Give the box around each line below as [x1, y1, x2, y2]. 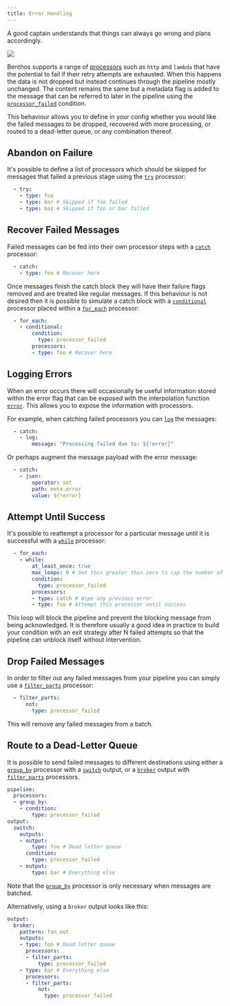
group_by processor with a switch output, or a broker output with [7, 765, 190, 773]
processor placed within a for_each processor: [7, 304, 140, 312]
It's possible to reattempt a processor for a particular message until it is [7, 530, 210, 538]
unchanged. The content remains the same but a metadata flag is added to [7, 84, 219, 93]
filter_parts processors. [7, 773, 80, 781]
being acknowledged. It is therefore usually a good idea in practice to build [7, 621, 220, 629]
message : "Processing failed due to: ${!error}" [32, 441, 174, 448]
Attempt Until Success [7, 511, 105, 523]
